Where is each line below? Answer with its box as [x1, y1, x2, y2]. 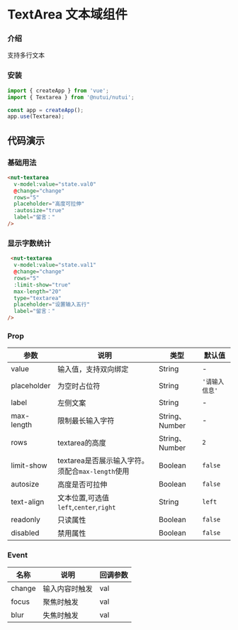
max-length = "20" [13, 288, 62, 295]
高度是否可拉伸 [57, 480, 108, 490]
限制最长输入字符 [57, 416, 115, 426]
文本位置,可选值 [57, 493, 110, 503]
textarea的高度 [57, 438, 106, 448]
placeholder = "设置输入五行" [13, 301, 90, 309]
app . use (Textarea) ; [7, 113, 65, 121]
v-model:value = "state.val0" [13, 180, 97, 188]
